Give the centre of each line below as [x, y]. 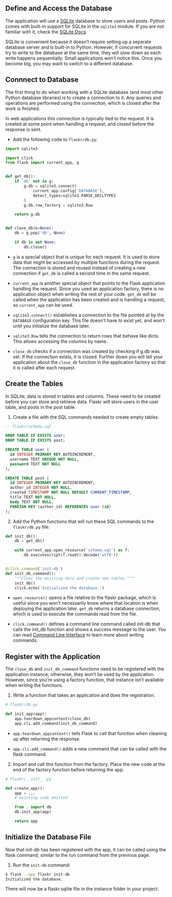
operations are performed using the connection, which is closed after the [83, 103]
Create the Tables [34, 384]
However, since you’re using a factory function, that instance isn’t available [85, 680]
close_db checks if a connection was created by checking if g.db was [86, 351]
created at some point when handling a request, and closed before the [80, 124]
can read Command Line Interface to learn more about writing [78, 635]
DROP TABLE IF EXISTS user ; [35, 436]
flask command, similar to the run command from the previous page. [78, 855]
